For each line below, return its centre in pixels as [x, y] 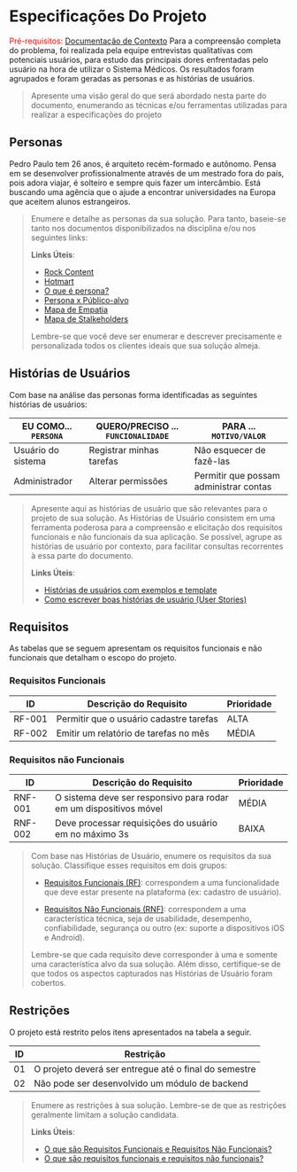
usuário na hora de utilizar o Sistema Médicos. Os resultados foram [132, 69]
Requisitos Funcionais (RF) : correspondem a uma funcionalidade [162, 882]
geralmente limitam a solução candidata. [105, 1114]
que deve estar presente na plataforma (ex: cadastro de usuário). [163, 892]
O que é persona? [76, 291]
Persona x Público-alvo [87, 300]
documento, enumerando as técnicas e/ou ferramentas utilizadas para [159, 105]
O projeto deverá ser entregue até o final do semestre [145, 1068]
